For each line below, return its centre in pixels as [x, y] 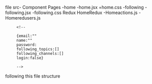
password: [27, 45]
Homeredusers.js [23, 18]
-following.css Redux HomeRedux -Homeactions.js [85, 13]
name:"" [24, 40]
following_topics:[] [38, 49]
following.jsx [18, 13]
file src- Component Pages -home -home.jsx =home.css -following [74, 7]
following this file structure [33, 76]
